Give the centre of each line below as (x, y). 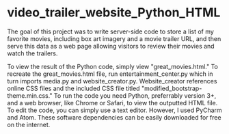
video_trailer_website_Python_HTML (114, 13)
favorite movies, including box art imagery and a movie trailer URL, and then (114, 38)
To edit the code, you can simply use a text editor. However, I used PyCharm (114, 110)
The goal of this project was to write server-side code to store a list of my (110, 31)
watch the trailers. (32, 53)
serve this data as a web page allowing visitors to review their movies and (111, 46)
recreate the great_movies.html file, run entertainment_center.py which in (110, 74)
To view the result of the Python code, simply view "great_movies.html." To (113, 66)
